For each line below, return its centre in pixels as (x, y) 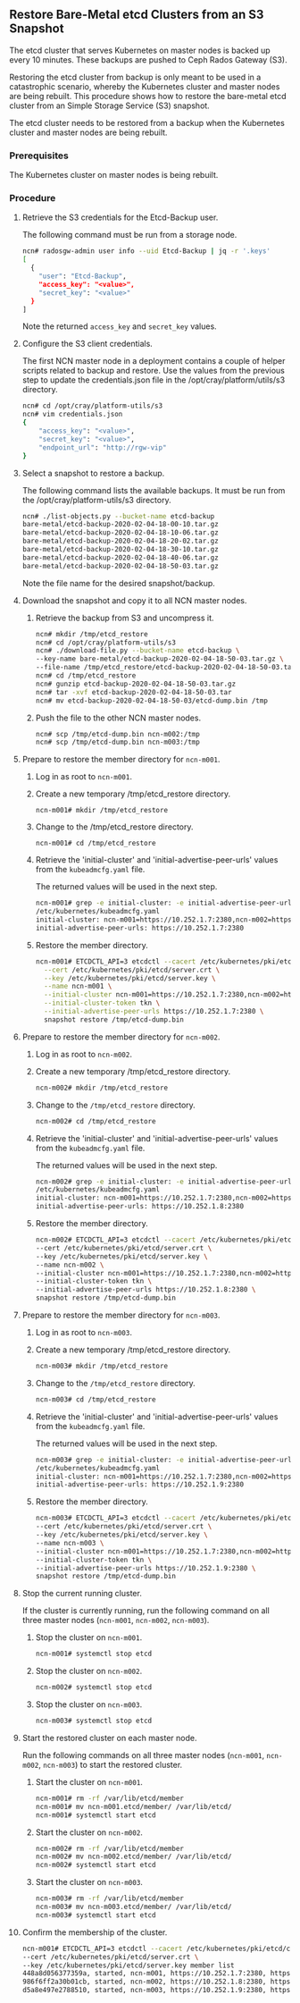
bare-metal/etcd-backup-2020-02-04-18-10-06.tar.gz (120, 533)
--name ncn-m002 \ (70, 1265)
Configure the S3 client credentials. (87, 344)
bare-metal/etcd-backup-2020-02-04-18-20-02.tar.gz (120, 541)
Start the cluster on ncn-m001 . (89, 1781)
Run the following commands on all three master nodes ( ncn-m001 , (143, 1755)
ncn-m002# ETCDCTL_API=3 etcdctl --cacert (116, 1240)
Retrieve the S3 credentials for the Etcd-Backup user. (120, 217)
